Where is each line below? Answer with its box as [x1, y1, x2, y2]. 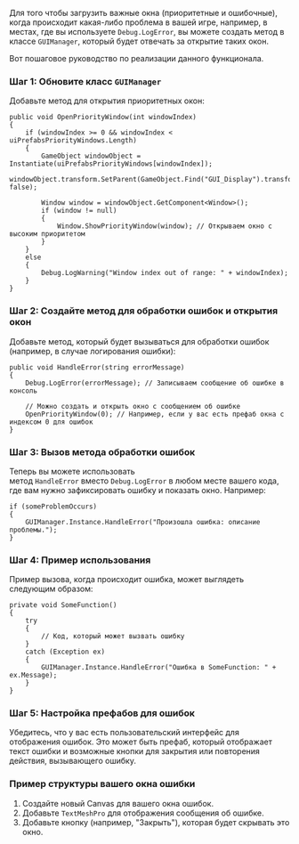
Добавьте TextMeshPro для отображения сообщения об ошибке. [21, 807, 264, 818]
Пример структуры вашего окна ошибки [9, 778, 196, 791]
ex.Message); [9, 671, 58, 680]
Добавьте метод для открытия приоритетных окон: [9, 95, 205, 106]
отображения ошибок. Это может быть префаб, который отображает [9, 736, 273, 747]
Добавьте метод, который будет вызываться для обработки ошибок [9, 336, 270, 346]
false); [9, 183, 38, 192]
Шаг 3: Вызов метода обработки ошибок [9, 445, 196, 458]
